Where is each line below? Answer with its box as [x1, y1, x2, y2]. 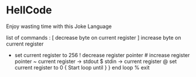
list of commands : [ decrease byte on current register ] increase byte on [6, 34, 181, 41]
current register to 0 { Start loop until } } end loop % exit [14, 64, 150, 71]
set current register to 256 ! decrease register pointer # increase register [14, 51, 190, 58]
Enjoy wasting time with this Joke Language [6, 23, 112, 30]
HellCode [6, 3, 52, 17]
